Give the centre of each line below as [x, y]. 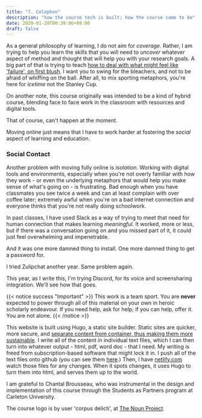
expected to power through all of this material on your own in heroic [90, 303]
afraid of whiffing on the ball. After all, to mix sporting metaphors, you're [96, 78]
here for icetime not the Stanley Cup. [52, 84]
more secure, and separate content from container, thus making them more [100, 334]
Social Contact [28, 154]
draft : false [23, 29]
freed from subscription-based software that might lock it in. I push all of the [101, 353]
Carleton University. [31, 396]
